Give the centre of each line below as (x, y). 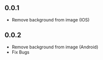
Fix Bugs (21, 52)
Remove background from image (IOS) (51, 20)
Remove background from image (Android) (55, 47)
